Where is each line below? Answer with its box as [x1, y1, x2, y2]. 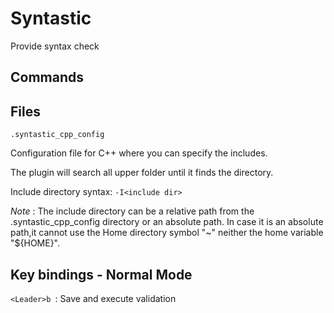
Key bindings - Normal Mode [10, 266, 193, 283]
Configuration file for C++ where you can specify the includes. [10, 147, 268, 159]
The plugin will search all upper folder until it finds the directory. [10, 167, 274, 179]
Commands [10, 69, 85, 86]
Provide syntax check [10, 40, 100, 52]
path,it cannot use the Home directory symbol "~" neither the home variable [10, 227, 324, 239]
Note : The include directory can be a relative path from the [10, 205, 255, 217]
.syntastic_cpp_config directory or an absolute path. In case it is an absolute [10, 216, 324, 228]
